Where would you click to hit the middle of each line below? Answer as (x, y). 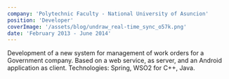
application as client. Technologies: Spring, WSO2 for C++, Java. (101, 68)
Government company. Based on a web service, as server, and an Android (115, 61)
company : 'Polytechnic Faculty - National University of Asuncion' (108, 14)
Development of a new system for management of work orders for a (106, 53)
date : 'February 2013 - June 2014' (59, 33)
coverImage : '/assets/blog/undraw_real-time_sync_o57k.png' (97, 27)
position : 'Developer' (40, 20)
